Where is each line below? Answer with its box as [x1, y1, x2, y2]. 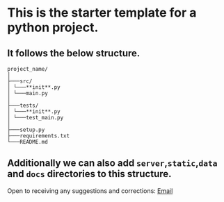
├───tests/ [7, 102, 39, 109]
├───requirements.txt [7, 133, 70, 140]
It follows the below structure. [7, 47, 141, 59]
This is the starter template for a [7, 5, 197, 21]
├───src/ [7, 78, 33, 85]
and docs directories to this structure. [7, 168, 172, 180]
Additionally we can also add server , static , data [7, 158, 218, 169]
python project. [7, 19, 99, 35]
